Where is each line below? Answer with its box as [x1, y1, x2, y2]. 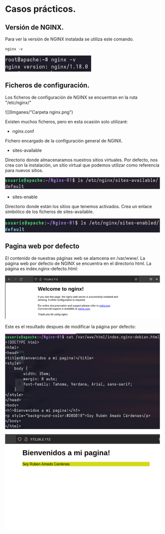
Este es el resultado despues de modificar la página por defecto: [5, 323, 136, 329]
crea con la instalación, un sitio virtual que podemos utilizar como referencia [5, 162, 160, 168]
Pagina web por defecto [5, 242, 80, 250]
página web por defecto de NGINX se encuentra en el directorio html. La [5, 260, 152, 266]
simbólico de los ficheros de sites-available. [5, 209, 94, 215]
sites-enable [12, 194, 38, 200]
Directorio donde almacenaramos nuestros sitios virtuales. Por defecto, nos [5, 157, 158, 163]
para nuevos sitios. [5, 167, 43, 173]
